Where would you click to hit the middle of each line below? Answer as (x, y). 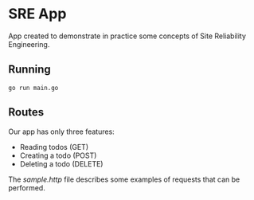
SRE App (37, 14)
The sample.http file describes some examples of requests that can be (124, 179)
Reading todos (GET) (54, 147)
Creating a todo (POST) (58, 155)
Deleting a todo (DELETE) (61, 163)
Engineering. (29, 44)
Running (30, 70)
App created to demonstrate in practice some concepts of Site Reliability (127, 36)
